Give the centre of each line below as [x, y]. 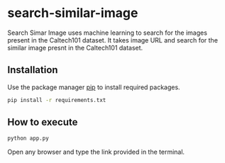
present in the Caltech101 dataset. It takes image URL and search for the [113, 40]
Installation [33, 70]
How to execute [43, 122]
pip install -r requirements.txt [57, 100]
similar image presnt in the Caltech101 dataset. [75, 47]
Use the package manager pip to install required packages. [94, 87]
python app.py [28, 139]
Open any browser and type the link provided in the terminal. [96, 152]
